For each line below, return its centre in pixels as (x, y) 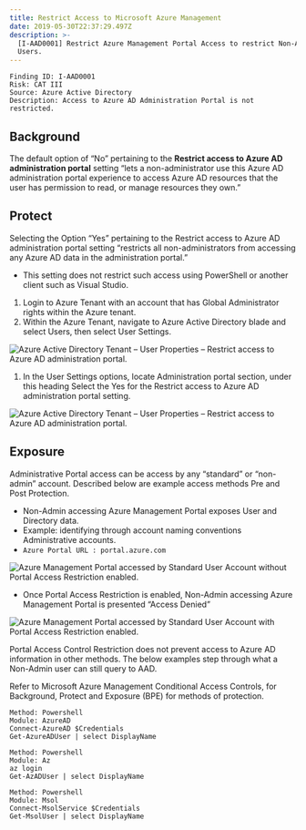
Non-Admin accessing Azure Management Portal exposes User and (150, 510)
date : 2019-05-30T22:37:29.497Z (71, 26)
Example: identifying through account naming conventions (132, 530)
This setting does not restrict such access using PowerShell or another (155, 275)
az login (26, 768)
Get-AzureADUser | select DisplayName (83, 736)
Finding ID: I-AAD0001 (52, 77)
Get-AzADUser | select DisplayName (77, 776)
